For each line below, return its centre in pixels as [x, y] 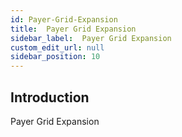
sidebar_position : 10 [55, 57]
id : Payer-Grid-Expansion [64, 19]
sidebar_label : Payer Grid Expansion [91, 38]
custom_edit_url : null [57, 47]
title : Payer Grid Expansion [73, 29]
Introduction [50, 97]
